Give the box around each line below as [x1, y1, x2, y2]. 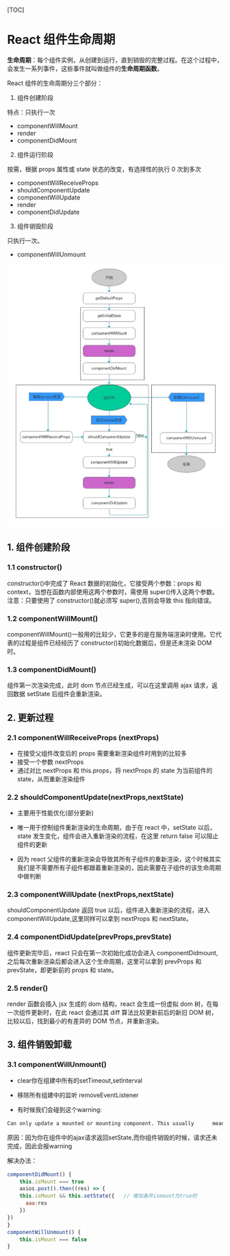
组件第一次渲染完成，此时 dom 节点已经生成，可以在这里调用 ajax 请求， [7, 681, 212, 689]
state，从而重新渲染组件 [16, 774, 86, 783]
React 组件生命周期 [7, 32, 116, 47]
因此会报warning [25, 1142, 73, 1150]
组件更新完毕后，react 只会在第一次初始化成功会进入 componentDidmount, [7, 948, 218, 957]
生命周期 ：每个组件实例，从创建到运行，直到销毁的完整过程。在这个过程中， [7, 56, 223, 64]
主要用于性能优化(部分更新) [16, 809, 94, 817]
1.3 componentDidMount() [7, 665, 97, 674]
